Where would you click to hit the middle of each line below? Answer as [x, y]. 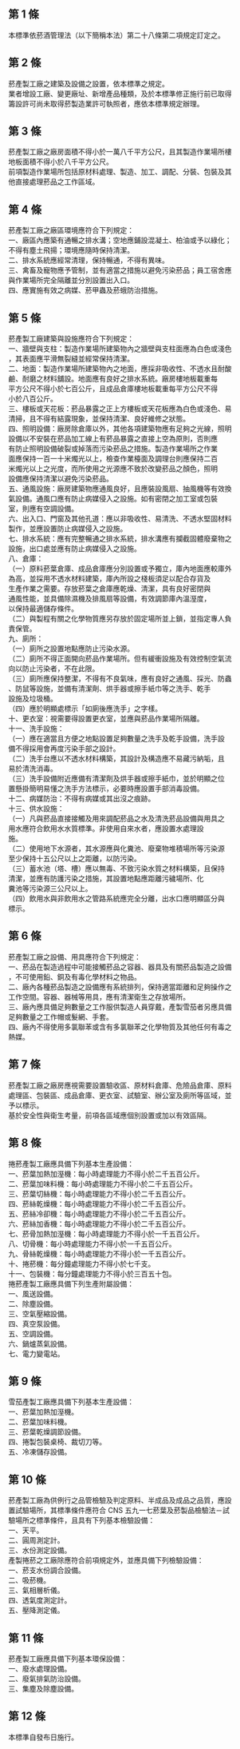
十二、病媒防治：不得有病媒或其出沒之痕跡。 [82, 799]
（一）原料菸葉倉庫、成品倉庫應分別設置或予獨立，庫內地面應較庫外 [120, 569]
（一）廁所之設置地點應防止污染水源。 [71, 649]
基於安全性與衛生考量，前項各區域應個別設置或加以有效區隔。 [110, 1115]
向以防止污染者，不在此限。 [54, 669]
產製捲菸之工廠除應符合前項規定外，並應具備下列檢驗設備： [106, 1560]
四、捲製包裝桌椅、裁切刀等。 [57, 1442]
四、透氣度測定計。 [40, 1600]
